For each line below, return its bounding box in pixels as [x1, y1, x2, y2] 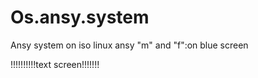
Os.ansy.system [10, 6, 150, 29]
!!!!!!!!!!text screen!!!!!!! [10, 58, 100, 70]
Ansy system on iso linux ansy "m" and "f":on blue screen [10, 39, 249, 51]
